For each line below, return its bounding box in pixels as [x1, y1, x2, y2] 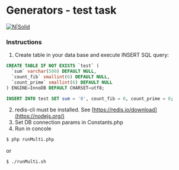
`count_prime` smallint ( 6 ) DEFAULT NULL [11, 79, 113, 85]
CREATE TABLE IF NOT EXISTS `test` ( [6, 63, 100, 69]
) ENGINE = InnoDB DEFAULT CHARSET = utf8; [6, 85, 105, 91]
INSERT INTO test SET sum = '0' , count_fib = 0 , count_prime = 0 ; [6, 95, 174, 101]
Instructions [6, 38, 43, 46]
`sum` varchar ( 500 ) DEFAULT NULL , [11, 69, 97, 75]
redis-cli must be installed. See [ [14, 106, 94, 113]
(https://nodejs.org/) [14, 113, 65, 120]
